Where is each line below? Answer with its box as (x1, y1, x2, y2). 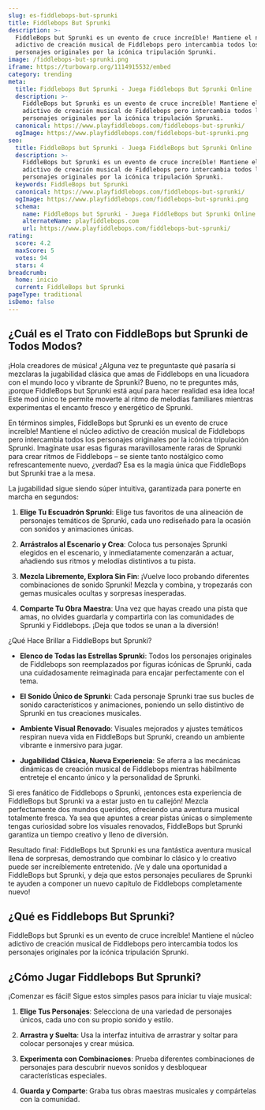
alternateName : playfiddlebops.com (22, 217, 140, 225)
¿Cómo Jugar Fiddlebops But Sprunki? (8, 970, 202, 984)
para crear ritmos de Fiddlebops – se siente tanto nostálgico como (8, 451, 224, 461)
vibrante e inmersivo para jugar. (19, 740, 123, 750)
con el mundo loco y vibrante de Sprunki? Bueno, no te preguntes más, (8, 377, 239, 387)
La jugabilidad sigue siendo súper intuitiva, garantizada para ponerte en (8, 484, 241, 493)
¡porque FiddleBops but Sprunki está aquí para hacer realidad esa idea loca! (8, 386, 255, 395)
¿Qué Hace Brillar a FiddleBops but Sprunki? (8, 635, 152, 645)
